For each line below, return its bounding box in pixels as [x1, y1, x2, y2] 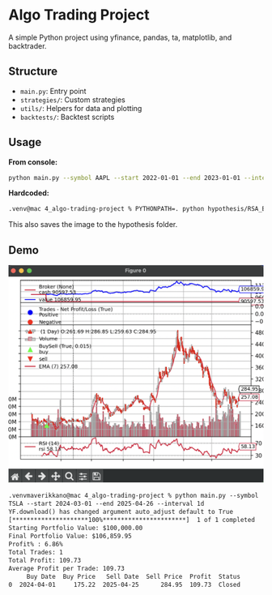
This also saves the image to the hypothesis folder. [8, 220, 178, 229]
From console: [8, 156, 58, 167]
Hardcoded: [8, 188, 50, 198]
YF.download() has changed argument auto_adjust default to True [8, 507, 233, 516]
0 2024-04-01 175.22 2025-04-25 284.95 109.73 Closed [8, 580, 241, 589]
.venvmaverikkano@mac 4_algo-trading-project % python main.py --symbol [8, 491, 259, 499]
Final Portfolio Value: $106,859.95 [8, 532, 132, 540]
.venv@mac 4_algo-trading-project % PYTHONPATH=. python [8, 205, 205, 213]
